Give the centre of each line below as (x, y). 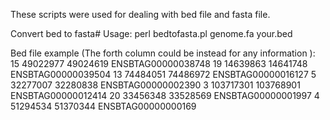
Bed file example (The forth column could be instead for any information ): (163, 53)
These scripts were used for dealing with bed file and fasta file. (140, 14)
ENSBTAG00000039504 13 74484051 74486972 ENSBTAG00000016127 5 (163, 74)
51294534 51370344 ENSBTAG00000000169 (103, 106)
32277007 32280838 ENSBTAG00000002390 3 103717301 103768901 (155, 85)
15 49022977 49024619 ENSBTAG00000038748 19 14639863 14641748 (159, 63)
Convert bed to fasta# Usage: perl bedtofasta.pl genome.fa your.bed (151, 33)
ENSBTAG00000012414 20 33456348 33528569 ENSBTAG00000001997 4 (165, 95)
